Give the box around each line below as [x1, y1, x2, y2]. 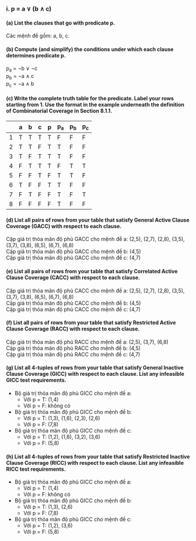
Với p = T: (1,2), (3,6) [23, 522, 73, 529]
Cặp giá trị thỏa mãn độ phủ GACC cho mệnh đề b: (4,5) [6, 248, 142, 255]
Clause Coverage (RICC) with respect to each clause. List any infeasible [6, 459, 184, 466]
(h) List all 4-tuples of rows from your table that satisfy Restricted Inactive [6, 453, 190, 460]
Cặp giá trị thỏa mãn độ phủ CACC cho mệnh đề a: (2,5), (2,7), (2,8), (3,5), [6, 287, 185, 294]
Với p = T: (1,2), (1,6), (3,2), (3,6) [23, 433, 101, 440]
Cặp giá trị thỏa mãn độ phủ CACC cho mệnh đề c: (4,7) [6, 305, 141, 312]
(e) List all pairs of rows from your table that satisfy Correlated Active [6, 267, 178, 274]
